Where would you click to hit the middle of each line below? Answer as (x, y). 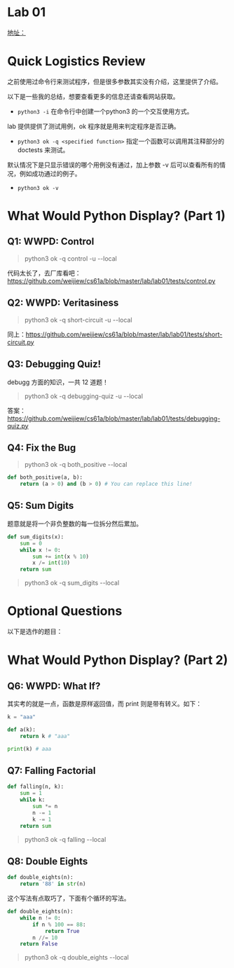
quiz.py (18, 425)
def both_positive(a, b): (45, 477)
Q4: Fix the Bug (42, 448)
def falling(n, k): (36, 787)
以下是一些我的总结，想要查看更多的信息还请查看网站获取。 (93, 96)
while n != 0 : (40, 918)
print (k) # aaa (29, 749)
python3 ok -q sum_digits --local (72, 583)
